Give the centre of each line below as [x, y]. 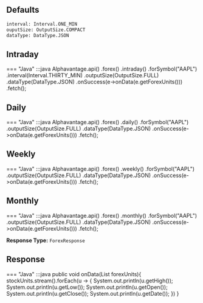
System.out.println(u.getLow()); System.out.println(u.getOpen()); [87, 287]
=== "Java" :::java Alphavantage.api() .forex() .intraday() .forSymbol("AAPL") [102, 69]
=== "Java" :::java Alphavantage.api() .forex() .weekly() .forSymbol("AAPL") [101, 169]
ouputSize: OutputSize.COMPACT [46, 30]
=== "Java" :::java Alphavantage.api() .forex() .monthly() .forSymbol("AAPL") [102, 215]
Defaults [23, 10]
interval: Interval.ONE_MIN [42, 24]
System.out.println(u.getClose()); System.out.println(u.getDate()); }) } [93, 293]
